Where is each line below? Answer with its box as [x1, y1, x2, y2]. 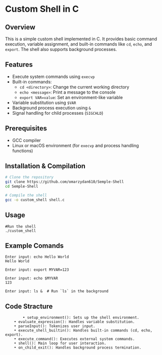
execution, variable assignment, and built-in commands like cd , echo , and [5, 41, 152, 47]
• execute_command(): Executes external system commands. [14, 337, 135, 342]
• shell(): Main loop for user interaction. [14, 341, 107, 346]
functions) [12, 148, 33, 153]
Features [5, 60, 33, 69]
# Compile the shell [5, 193, 48, 198]
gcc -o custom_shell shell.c [5, 197, 65, 202]
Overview [5, 23, 36, 31]
